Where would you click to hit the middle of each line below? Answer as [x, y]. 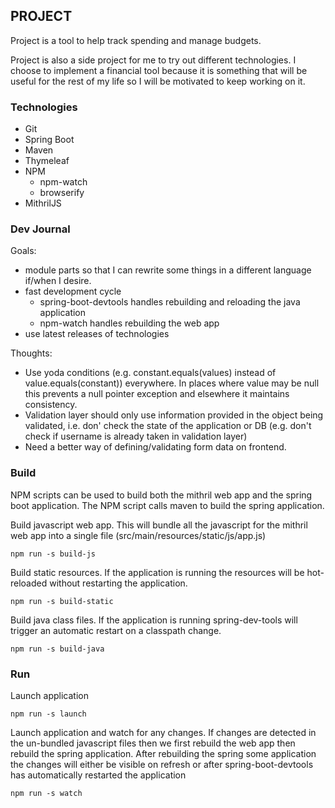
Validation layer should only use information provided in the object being [174, 415]
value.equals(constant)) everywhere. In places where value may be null [172, 383]
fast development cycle [73, 291]
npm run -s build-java [57, 649]
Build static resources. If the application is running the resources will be [157, 572]
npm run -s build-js [53, 554]
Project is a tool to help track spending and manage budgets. [136, 40]
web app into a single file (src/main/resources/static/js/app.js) [138, 535]
